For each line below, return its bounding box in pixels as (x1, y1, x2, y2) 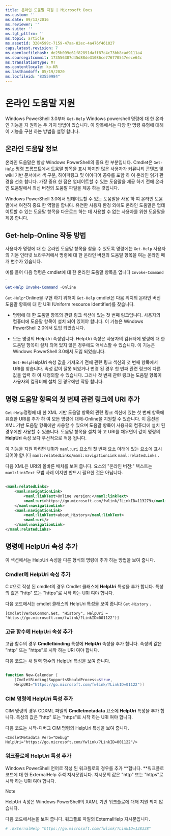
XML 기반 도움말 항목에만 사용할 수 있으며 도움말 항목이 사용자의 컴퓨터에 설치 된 (5, 422, 165, 428)
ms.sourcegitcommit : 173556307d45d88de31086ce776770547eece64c (5, 55, 142, 60)
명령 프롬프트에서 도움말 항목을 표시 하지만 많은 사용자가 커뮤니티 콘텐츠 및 (15, 166, 164, 172)
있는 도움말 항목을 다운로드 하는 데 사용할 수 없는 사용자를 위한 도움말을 (24, 208, 165, 215)
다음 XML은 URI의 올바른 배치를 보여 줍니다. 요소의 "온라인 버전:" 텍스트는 (5, 463, 153, 469)
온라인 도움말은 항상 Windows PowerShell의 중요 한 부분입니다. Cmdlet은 (5, 159, 153, 165)
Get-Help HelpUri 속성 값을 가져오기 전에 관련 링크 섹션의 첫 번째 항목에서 (12, 359, 158, 365)
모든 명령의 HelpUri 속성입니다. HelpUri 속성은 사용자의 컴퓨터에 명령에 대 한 (12, 336, 165, 342)
